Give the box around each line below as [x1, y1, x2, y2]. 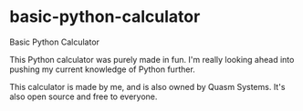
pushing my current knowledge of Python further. [9, 64, 196, 75]
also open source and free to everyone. [9, 91, 158, 102]
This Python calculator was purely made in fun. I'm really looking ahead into [9, 54, 295, 65]
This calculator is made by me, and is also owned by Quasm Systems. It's [9, 81, 286, 92]
